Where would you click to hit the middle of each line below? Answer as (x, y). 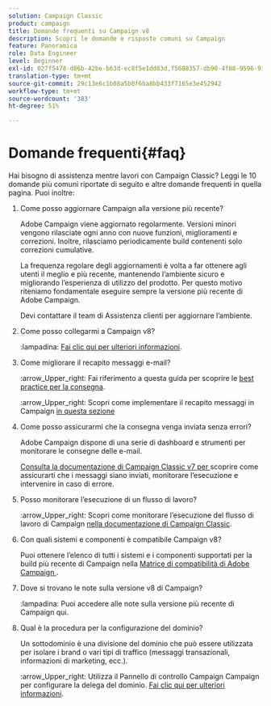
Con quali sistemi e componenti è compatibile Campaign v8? (121, 539)
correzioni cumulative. (57, 250)
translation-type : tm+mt (50, 76)
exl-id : (21, 69)
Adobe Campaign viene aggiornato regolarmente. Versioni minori (128, 224)
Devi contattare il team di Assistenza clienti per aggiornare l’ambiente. (136, 315)
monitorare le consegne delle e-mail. (81, 451)
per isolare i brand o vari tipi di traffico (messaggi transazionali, (125, 653)
